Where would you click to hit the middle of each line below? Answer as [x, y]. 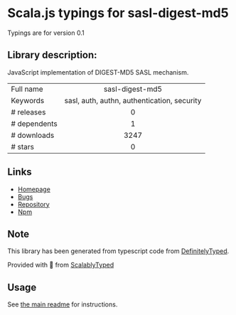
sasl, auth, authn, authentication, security [133, 100]
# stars [22, 146]
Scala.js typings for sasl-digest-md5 [118, 13]
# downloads [33, 135]
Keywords [28, 100]
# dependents [34, 124]
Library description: [52, 55]
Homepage [34, 189]
